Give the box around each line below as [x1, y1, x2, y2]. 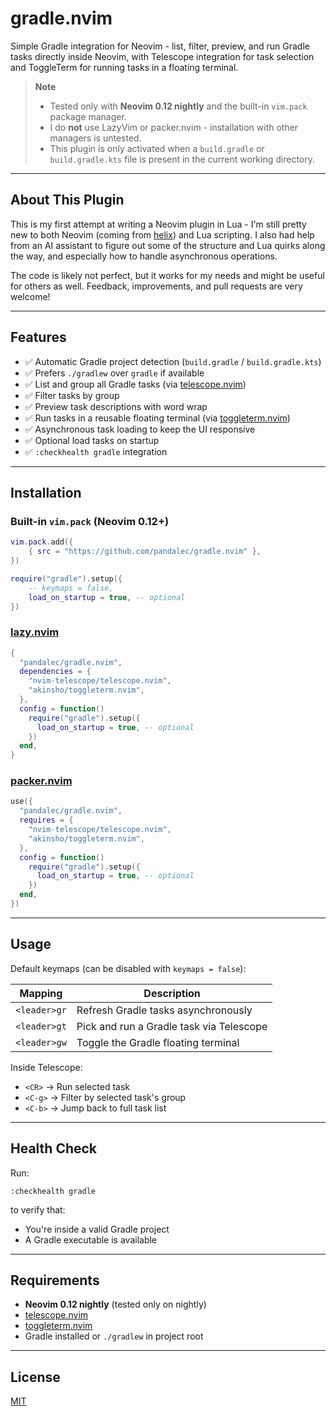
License [10, 1368, 61, 1386]
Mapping [19, 986, 63, 1000]
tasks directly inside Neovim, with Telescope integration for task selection [10, 50, 315, 62]
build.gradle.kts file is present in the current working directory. [49, 153, 316, 165]
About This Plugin [10, 192, 125, 209]
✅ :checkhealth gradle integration [24, 445, 168, 457]
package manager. [49, 110, 127, 122]
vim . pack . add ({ [10, 537, 74, 547]
